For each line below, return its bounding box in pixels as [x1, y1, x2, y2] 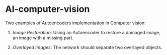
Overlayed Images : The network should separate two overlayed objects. [12, 44, 162, 50]
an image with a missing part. [12, 35, 74, 41]
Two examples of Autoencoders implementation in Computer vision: [5, 20, 146, 26]
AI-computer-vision [5, 3, 90, 15]
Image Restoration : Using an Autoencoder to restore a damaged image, [12, 29, 161, 35]
